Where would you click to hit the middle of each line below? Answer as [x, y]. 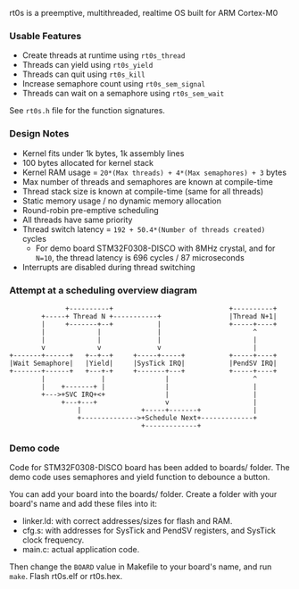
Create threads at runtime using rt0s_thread [104, 55]
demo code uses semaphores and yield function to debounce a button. [140, 477]
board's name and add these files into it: [83, 504]
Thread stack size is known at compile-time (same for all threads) [143, 191]
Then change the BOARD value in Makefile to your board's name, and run [141, 567]
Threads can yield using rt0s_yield [87, 65]
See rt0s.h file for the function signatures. [87, 111]
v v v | [149, 347]
